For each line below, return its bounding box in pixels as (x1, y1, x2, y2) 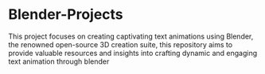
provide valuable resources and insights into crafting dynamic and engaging (8, 48, 258, 57)
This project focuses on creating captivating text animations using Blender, (8, 31, 254, 41)
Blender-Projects (8, 6, 123, 24)
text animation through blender (8, 57, 110, 66)
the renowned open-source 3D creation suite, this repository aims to (8, 39, 233, 49)
